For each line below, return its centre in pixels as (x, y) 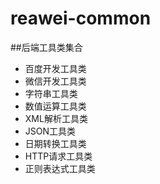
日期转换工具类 (55, 143)
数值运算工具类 (55, 106)
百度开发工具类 (55, 68)
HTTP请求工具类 (58, 156)
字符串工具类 (51, 93)
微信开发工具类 (55, 81)
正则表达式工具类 (60, 168)
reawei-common (81, 18)
